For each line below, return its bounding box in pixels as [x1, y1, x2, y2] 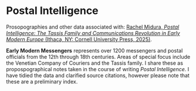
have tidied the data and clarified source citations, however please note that [6, 72, 190, 79]
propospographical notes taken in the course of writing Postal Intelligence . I [6, 65, 190, 72]
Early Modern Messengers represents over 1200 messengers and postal [6, 47, 183, 54]
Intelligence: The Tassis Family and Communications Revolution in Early [6, 29, 180, 36]
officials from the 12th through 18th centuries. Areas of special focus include [6, 53, 191, 60]
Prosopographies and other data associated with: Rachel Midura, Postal [6, 23, 180, 30]
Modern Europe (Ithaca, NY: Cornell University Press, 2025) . [6, 36, 153, 43]
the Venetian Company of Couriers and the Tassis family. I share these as [6, 60, 184, 66]
